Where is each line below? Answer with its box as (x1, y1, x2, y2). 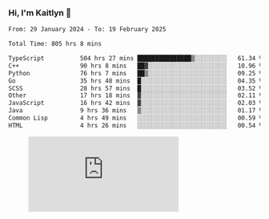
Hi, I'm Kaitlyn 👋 (8, 7, 72, 18)
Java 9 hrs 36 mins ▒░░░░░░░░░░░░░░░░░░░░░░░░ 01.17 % (8, 107, 263, 115)
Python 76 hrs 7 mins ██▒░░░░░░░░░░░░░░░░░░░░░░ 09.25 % (8, 69, 263, 77)
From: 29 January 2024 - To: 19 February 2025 (8, 26, 167, 34)
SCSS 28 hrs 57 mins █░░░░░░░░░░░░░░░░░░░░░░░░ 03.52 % (8, 84, 263, 92)
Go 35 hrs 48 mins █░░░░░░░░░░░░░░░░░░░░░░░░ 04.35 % (8, 76, 263, 85)
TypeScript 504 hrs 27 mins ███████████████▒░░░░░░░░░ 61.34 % (8, 55, 263, 63)
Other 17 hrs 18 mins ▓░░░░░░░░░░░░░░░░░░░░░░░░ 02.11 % (8, 91, 263, 99)
